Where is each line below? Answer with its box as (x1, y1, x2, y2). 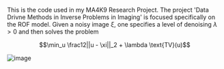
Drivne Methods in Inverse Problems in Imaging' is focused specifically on (7, 13, 216, 21)
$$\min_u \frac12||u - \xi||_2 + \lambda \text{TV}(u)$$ (38, 41, 191, 49)
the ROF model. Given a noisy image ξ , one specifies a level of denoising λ (7, 20, 217, 28)
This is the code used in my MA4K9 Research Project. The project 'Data (7, 6, 210, 14)
